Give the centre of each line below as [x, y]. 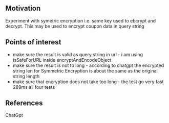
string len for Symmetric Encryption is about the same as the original [85, 70]
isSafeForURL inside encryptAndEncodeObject [62, 60]
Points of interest [33, 42]
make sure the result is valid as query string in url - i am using [78, 54]
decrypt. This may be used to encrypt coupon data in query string [75, 26]
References [24, 103]
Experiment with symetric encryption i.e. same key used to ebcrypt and [81, 20]
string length [26, 76]
